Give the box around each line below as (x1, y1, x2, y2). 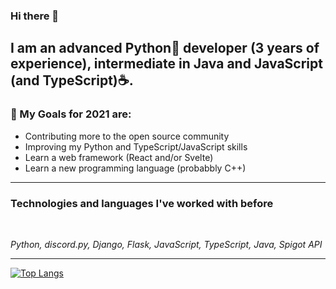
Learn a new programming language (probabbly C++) (24, 162, 247, 174)
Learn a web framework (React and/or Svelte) (24, 151, 214, 163)
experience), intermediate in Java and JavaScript (10, 55, 323, 73)
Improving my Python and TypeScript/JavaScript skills (24, 140, 248, 153)
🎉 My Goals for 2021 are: (10, 107, 132, 121)
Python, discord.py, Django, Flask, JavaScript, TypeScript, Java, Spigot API (10, 238, 323, 250)
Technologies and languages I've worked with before (10, 196, 274, 210)
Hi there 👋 (10, 9, 60, 23)
